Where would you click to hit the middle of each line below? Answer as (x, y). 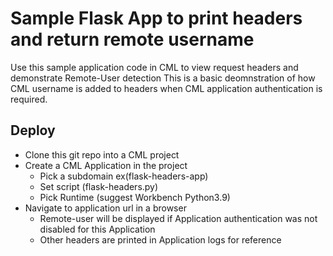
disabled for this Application (97, 229)
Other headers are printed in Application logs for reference (160, 239)
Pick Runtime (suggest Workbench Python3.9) (135, 197)
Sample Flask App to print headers (156, 18)
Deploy (33, 130)
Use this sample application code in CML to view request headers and (154, 67)
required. (29, 99)
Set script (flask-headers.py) (99, 186)
